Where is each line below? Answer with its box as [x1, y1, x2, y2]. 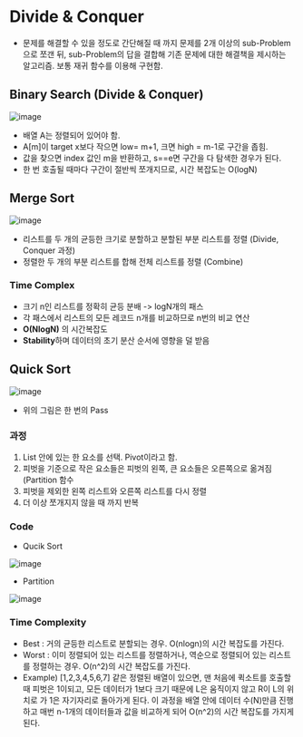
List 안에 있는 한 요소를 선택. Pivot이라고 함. [22, 451, 178, 462]
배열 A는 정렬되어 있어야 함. [22, 130, 121, 141]
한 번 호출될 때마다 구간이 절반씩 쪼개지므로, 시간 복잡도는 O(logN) [22, 163, 259, 174]
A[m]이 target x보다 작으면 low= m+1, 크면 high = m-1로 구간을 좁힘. [22, 141, 269, 151]
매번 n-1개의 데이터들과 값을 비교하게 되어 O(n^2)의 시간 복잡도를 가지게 [39, 705, 295, 717]
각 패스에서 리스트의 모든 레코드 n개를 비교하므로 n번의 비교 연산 [22, 312, 250, 323]
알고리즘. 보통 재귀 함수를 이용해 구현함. [22, 60, 163, 71]
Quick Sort [9, 362, 71, 377]
